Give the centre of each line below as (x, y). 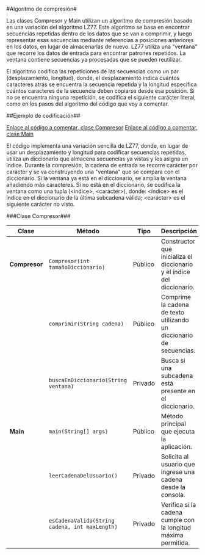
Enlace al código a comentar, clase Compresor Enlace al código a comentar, (102, 127)
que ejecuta (178, 431)
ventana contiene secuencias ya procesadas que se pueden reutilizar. (94, 60)
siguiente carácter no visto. (41, 204)
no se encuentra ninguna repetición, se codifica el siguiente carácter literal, (101, 97)
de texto (173, 312)
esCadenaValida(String (81, 521)
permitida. (175, 543)
